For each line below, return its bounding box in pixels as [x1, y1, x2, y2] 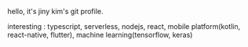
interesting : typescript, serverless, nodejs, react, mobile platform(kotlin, [7, 22, 241, 31]
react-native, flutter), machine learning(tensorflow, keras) [7, 31, 193, 39]
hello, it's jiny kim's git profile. [7, 7, 104, 16]
